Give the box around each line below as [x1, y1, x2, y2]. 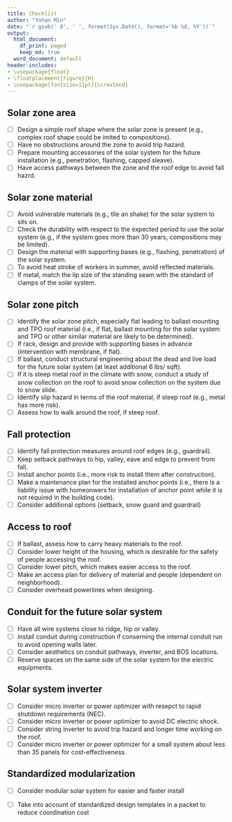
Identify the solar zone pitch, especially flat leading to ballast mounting [17, 317, 220, 326]
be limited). [17, 240, 50, 249]
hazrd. [17, 171, 36, 180]
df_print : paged [19, 42, 67, 49]
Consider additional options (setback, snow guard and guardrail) [17, 501, 202, 509]
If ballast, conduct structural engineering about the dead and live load [17, 355, 217, 363]
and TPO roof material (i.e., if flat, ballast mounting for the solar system [17, 325, 220, 333]
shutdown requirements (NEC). [17, 710, 106, 718]
